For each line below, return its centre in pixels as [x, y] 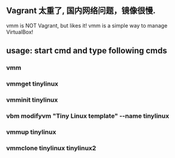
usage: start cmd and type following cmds [87, 51]
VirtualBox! [20, 32]
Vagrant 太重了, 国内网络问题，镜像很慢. [81, 11]
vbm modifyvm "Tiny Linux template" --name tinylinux [88, 116]
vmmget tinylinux [32, 84]
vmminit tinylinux [32, 99]
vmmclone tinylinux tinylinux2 [51, 148]
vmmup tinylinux [31, 132]
